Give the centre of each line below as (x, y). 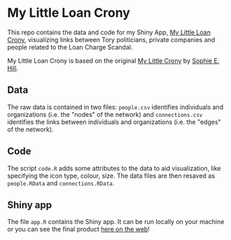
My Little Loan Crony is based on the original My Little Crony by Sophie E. (113, 60)
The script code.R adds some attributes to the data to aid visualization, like (114, 168)
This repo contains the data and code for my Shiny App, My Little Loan (109, 32)
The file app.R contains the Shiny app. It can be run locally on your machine (116, 222)
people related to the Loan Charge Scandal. (70, 47)
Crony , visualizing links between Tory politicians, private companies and (111, 39)
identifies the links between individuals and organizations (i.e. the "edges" (114, 122)
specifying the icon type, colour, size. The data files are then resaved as (111, 176)
